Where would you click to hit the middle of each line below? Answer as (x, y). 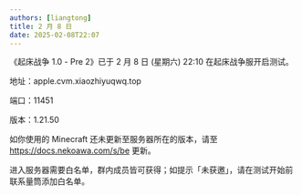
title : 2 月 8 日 (41, 26)
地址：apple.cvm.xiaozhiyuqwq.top (75, 81)
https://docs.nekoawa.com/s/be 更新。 (83, 150)
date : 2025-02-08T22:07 (55, 35)
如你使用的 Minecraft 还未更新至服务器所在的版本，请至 (114, 139)
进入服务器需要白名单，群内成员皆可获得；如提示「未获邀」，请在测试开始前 (151, 170)
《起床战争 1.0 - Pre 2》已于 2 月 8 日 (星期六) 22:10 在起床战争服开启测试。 (151, 62)
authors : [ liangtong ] (51, 18)
